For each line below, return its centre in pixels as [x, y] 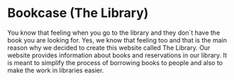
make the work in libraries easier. [56, 70]
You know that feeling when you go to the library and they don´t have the [114, 33]
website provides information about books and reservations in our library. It [117, 55]
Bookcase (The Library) [78, 13]
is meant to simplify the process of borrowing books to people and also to [115, 62]
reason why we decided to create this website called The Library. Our [109, 47]
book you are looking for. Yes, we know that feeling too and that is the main [117, 40]
